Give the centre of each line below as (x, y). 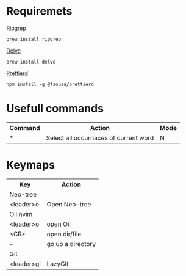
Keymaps (31, 165)
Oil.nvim (21, 214)
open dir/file (64, 234)
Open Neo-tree (69, 204)
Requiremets (39, 11)
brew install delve (31, 62)
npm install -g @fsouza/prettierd (50, 84)
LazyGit (58, 264)
